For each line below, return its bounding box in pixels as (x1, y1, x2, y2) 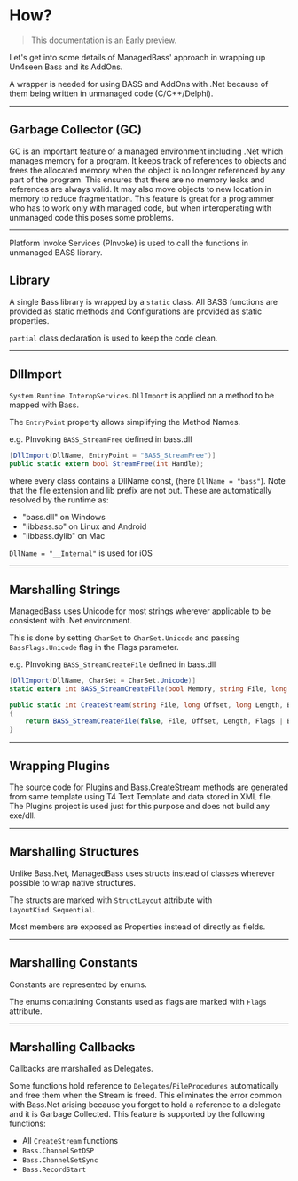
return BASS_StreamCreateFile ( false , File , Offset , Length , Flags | (25, 717, 284, 726)
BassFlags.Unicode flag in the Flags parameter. (9, 641, 179, 652)
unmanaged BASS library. (9, 246, 104, 258)
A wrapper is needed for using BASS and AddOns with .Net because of (9, 78, 269, 89)
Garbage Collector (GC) (9, 122, 142, 138)
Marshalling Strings (9, 582, 121, 597)
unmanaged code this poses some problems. (9, 212, 175, 222)
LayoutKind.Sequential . (9, 904, 96, 914)
